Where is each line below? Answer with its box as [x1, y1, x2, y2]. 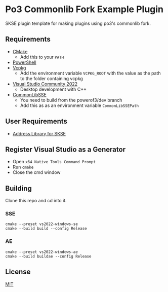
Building [5, 184, 32, 193]
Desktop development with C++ [20, 86, 87, 92]
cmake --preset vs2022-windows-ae [5, 249, 78, 254]
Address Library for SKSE [12, 130, 66, 136]
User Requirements [5, 117, 67, 126]
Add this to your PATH [20, 54, 64, 60]
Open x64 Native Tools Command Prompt [12, 159, 96, 165]
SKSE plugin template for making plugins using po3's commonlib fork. [5, 20, 151, 26]
